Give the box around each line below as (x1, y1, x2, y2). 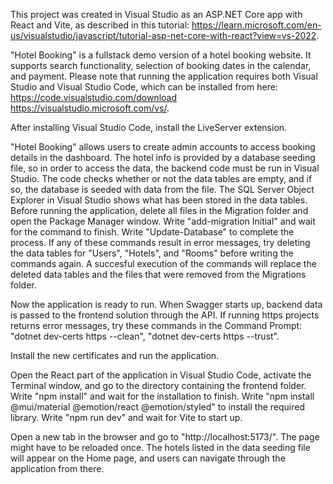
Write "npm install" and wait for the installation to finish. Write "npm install (10, 390, 315, 402)
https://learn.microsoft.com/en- (191, 19, 322, 31)
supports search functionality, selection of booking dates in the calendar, (10, 60, 312, 71)
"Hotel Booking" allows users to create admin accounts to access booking (10, 141, 316, 153)
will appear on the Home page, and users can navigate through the (10, 452, 286, 464)
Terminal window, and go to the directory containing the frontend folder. (10, 380, 307, 391)
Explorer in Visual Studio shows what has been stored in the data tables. (10, 194, 308, 206)
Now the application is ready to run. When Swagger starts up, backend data (10, 299, 323, 310)
